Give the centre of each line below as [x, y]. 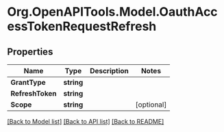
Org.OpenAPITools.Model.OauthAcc [112, 12]
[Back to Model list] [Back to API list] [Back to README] [86, 121]
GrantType [28, 82]
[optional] [151, 105]
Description [109, 71]
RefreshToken [34, 93]
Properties [30, 52]
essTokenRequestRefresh [82, 26]
